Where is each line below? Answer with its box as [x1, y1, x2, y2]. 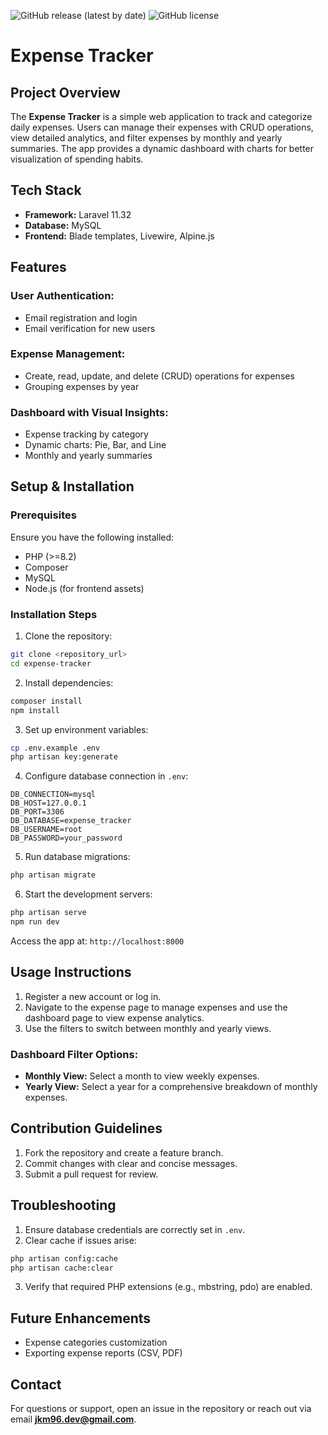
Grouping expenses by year [24, 380, 140, 392]
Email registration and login [24, 311, 138, 324]
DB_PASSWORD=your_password [10, 833, 123, 844]
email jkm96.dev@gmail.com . [10, 1413, 137, 1425]
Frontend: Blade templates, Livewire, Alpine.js [24, 230, 215, 242]
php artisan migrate [10, 870, 97, 880]
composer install [10, 696, 83, 706]
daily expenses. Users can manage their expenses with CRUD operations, [10, 121, 314, 133]
